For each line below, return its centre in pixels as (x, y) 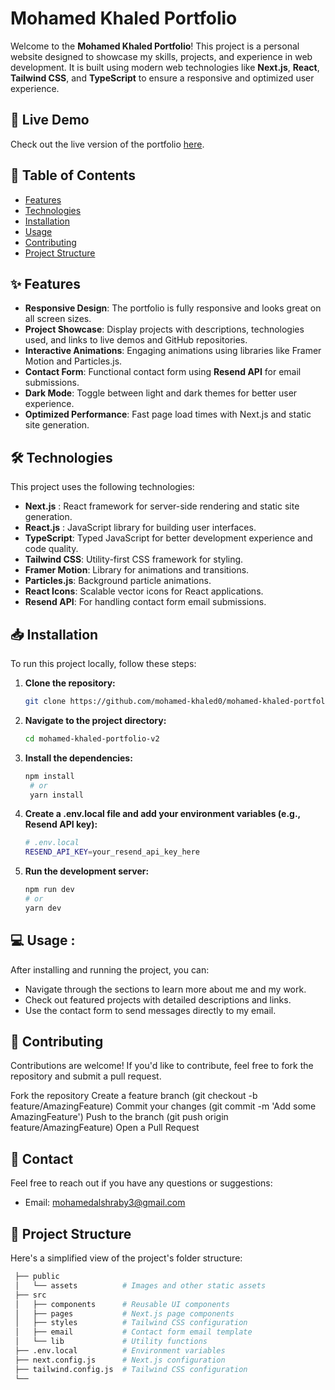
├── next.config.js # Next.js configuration (120, 1360)
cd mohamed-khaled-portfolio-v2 (92, 738)
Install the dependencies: (78, 758)
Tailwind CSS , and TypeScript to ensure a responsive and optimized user (162, 78)
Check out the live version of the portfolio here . (107, 144)
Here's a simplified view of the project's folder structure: (126, 1258)
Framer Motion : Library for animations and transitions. (137, 570)
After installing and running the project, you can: (110, 969)
